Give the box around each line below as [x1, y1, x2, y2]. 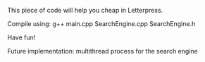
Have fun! [7, 33, 36, 42]
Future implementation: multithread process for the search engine [7, 47, 199, 55]
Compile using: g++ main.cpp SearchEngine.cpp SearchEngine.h [7, 20, 196, 27]
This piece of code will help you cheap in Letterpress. [7, 6, 163, 14]
